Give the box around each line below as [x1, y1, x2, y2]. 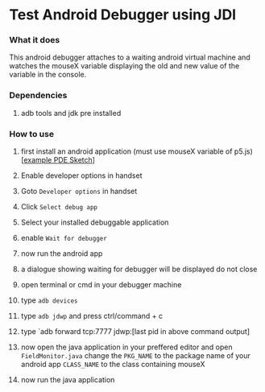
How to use [9, 128, 55, 139]
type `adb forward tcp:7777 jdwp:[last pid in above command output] [20, 327, 251, 336]
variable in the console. [9, 70, 87, 80]
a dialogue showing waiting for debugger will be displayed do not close [20, 264, 258, 274]
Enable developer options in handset [20, 171, 143, 180]
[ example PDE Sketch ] [20, 155, 96, 165]
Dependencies [9, 90, 68, 101]
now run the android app [20, 249, 103, 258]
